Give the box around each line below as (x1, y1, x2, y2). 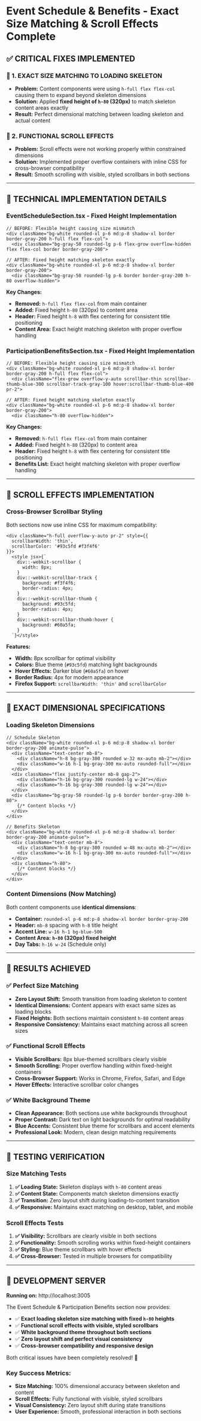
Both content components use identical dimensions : (6, 903, 136, 911)
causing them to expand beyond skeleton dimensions (14, 91, 147, 98)
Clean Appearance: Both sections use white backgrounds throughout (14, 1109, 187, 1117)
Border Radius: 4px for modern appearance (14, 673, 124, 681)
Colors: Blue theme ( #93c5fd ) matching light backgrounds (14, 661, 157, 668)
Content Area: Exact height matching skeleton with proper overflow (14, 325, 182, 332)
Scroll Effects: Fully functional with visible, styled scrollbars (14, 1395, 163, 1402)
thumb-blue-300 (6, 382, 44, 388)
